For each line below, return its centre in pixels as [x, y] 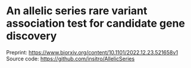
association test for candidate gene [96, 23]
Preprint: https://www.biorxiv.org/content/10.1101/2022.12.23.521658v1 [92, 52]
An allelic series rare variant [77, 11]
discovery [32, 36]
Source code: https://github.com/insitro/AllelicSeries [71, 59]
